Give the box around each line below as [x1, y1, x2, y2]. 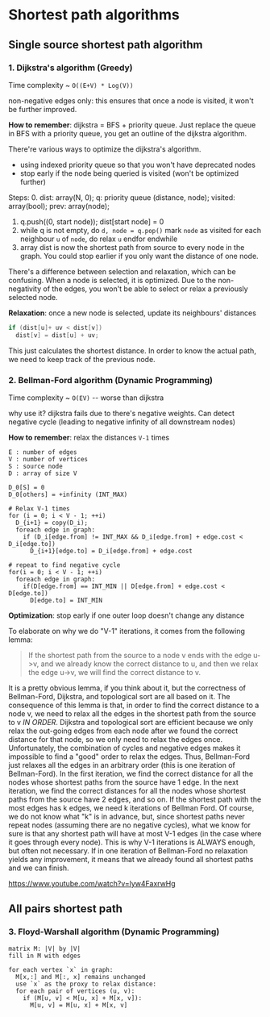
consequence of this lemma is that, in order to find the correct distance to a [8, 700, 260, 710]
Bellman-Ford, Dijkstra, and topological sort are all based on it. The [8, 691, 231, 701]
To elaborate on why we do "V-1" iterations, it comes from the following [8, 626, 246, 636]
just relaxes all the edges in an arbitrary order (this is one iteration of [8, 760, 236, 769]
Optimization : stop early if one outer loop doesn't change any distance [8, 611, 245, 620]
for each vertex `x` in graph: [8, 965, 114, 973]
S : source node [8, 462, 63, 470]
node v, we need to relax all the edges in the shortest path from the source [8, 708, 256, 719]
